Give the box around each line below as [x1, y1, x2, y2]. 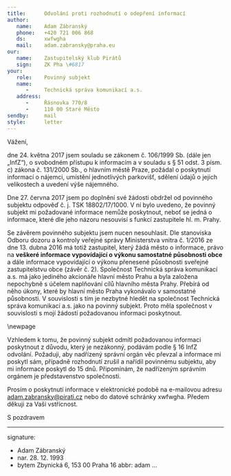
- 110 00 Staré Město [25, 106, 100, 113]
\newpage [7, 322, 36, 330]
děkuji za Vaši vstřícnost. [7, 400, 78, 408]
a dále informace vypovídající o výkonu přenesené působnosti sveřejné [7, 258, 209, 266]
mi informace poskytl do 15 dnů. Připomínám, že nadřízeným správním [7, 365, 206, 373]
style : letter [7, 118, 63, 126]
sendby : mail [7, 112, 57, 119]
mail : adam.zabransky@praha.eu [16, 42, 115, 49]
